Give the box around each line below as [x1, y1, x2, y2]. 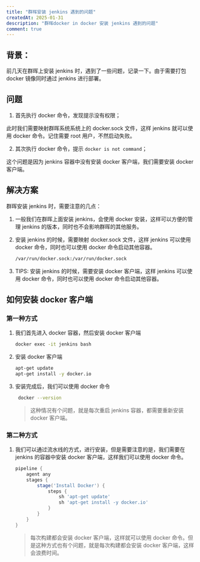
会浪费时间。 [30, 549, 62, 557]
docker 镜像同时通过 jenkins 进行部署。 [6, 75, 105, 82]
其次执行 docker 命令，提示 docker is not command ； [15, 145, 147, 152]
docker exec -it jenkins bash [15, 341, 92, 347]
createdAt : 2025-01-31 [6, 15, 64, 21]
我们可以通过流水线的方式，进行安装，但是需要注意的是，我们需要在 [15, 446, 185, 453]
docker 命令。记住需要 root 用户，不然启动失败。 [13, 132, 135, 139]
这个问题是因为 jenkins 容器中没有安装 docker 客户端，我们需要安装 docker [6, 158, 194, 165]
